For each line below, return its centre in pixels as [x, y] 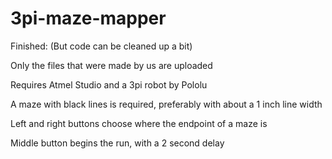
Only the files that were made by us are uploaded [111, 65]
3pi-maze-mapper [88, 18]
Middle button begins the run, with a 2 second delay [117, 143]
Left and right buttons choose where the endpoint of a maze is [139, 123]
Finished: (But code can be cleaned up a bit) [101, 46]
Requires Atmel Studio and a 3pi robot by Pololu [109, 84]
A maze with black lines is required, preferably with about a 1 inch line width [166, 104]
